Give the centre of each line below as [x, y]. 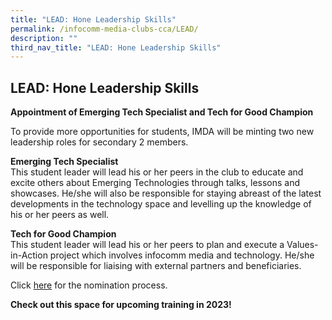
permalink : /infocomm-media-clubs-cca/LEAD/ [104, 29]
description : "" [44, 38]
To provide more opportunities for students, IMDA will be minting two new [162, 132]
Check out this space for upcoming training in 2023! [121, 305]
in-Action [29, 255]
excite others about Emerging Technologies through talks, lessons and [155, 183]
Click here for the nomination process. [89, 285]
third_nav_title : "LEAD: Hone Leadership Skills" [116, 47]
